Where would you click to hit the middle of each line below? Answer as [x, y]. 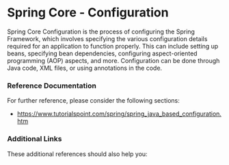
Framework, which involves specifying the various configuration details [107, 38]
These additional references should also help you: [78, 154]
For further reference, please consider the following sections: [93, 101]
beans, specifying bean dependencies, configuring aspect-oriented [102, 53]
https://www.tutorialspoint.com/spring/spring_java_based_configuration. [119, 114]
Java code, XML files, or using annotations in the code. [85, 68]
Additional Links [35, 139]
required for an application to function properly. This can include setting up [113, 46]
